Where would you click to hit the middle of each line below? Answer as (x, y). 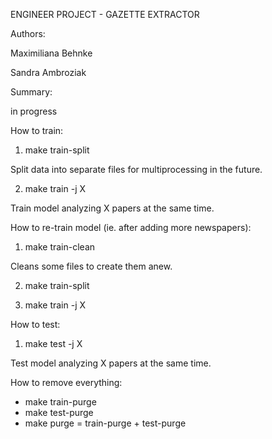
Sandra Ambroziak (48, 72)
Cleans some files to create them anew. (91, 266)
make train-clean (60, 247)
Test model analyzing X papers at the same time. (111, 363)
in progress (34, 111)
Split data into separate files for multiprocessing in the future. (136, 169)
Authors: (28, 33)
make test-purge (59, 412)
